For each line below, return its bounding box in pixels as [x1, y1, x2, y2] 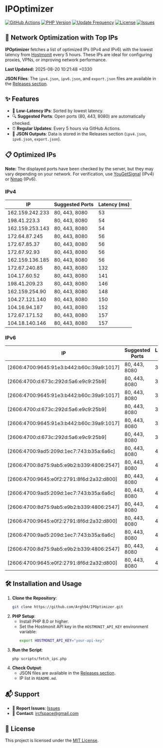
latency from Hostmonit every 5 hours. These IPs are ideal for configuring [5, 51, 152, 57]
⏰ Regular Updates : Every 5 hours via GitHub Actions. [12, 125, 121, 131]
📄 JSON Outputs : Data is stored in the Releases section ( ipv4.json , [12, 131, 147, 136]
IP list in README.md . [19, 675, 57, 681]
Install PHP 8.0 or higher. [19, 618, 69, 624]
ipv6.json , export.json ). [12, 136, 62, 142]
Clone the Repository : [12, 595, 57, 601]
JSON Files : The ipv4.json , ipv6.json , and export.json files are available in [5, 75, 156, 81]
